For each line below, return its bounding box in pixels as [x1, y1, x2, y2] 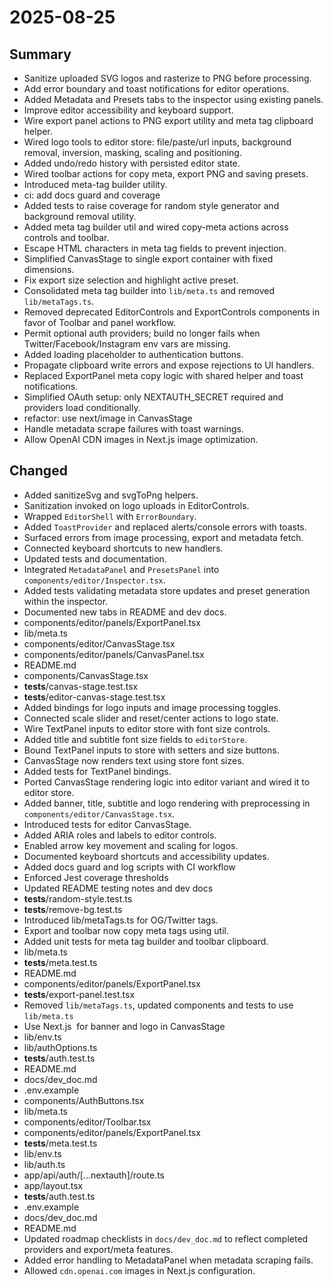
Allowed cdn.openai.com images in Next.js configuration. [23, 1264, 256, 1276]
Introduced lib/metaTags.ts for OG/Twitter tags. [23, 914, 219, 926]
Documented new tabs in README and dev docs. [23, 606, 227, 618]
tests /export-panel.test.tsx [23, 988, 136, 1000]
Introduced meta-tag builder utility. [23, 179, 168, 190]
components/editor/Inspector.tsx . [23, 574, 166, 586]
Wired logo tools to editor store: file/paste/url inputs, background [23, 136, 292, 148]
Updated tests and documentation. [23, 552, 167, 565]
